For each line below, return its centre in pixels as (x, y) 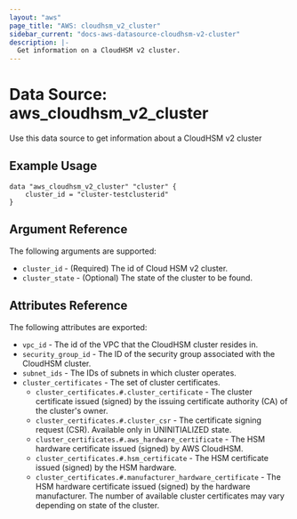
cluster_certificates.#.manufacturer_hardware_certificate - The (158, 476)
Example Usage (53, 166)
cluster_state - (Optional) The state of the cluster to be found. (137, 278)
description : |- (39, 42)
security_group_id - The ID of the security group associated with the (148, 353)
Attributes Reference (68, 306)
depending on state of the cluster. (97, 505)
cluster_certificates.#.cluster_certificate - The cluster (144, 392)
